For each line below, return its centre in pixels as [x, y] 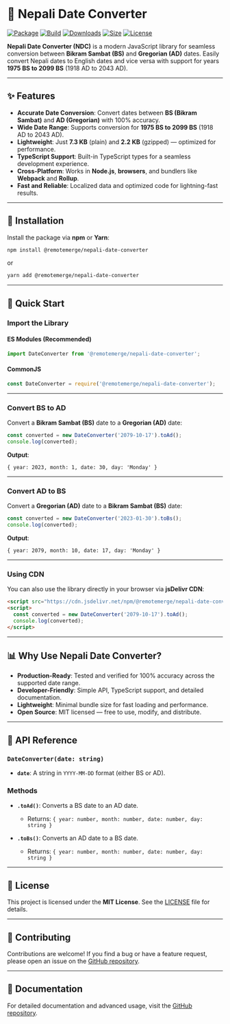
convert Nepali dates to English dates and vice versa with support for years [113, 60]
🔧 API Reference [42, 740]
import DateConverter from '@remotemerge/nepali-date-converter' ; [104, 354]
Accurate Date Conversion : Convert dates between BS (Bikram [107, 112]
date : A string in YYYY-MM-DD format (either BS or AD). [91, 773]
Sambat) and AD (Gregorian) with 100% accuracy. [89, 120]
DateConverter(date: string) [56, 759]
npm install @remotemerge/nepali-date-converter [78, 250]
